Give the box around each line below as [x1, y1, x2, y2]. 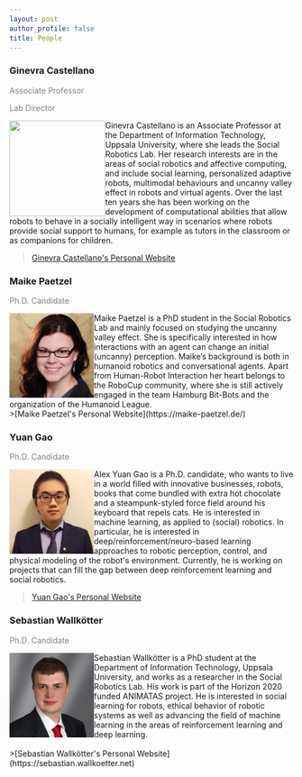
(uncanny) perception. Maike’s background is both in [94, 351, 290, 361]
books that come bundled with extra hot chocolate [94, 488, 281, 499]
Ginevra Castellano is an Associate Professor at [105, 120, 281, 131]
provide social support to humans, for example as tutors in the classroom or [9, 225, 291, 236]
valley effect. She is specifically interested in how [94, 332, 278, 343]
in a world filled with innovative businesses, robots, [94, 479, 284, 489]
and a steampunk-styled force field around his [94, 498, 266, 508]
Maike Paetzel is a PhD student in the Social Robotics [94, 312, 291, 324]
